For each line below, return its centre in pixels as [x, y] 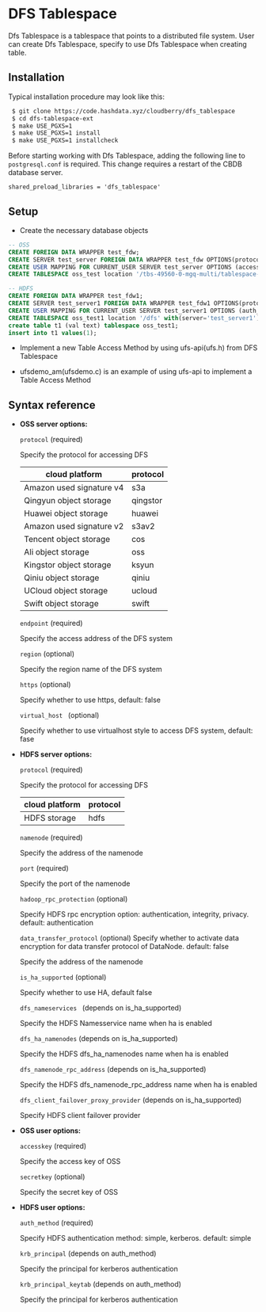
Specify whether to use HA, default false [86, 993]
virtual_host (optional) [59, 715]
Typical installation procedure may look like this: [86, 97]
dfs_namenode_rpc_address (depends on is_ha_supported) [113, 1070]
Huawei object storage [66, 513]
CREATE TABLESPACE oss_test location [70, 274]
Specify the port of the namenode [75, 883]
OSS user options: [50, 1131]
